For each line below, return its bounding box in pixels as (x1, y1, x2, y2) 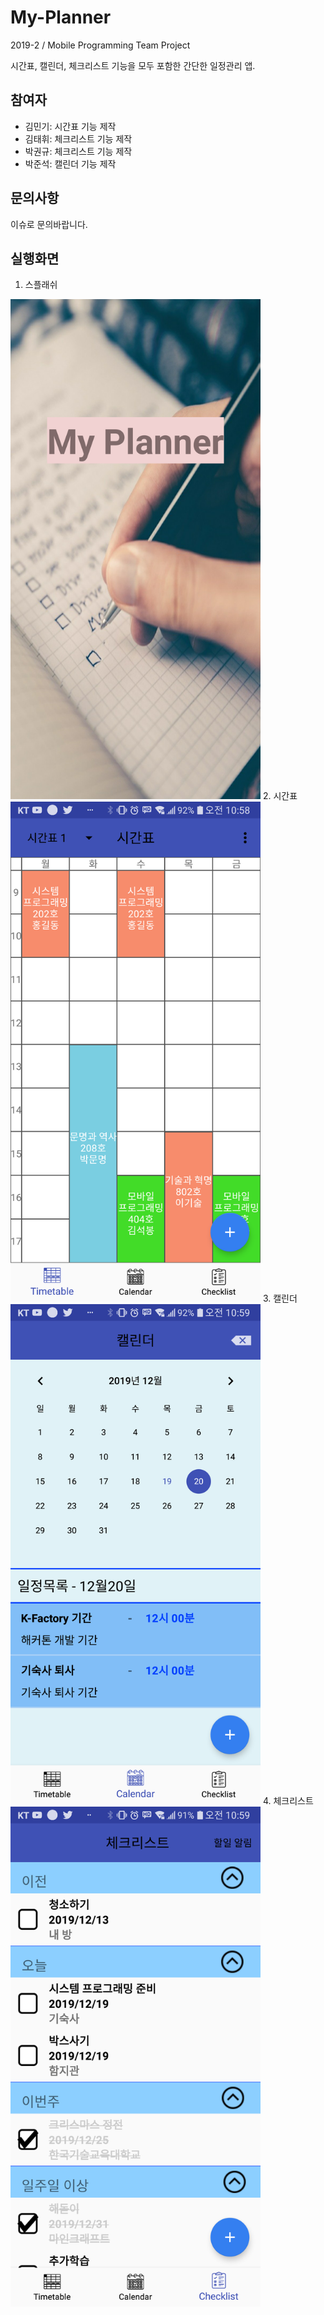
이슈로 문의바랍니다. (10, 218, 88, 230)
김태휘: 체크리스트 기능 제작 (24, 132, 133, 145)
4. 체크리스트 (262, 1795, 314, 1807)
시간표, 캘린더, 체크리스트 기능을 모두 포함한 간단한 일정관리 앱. (10, 59, 256, 71)
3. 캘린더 (262, 1292, 298, 1305)
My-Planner (10, 6, 112, 29)
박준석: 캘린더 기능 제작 (24, 157, 117, 170)
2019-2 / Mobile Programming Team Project (10, 39, 191, 51)
